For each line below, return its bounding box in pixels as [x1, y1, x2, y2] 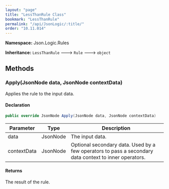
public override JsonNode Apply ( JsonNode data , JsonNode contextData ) [5, 114, 156, 119]
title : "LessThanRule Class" [5, 12, 66, 17]
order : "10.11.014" [5, 26, 46, 31]
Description [102, 124, 131, 131]
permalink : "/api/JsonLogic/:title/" [5, 21, 84, 27]
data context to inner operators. [70, 154, 146, 161]
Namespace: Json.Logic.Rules [5, 40, 69, 46]
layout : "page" [5, 7, 37, 13]
